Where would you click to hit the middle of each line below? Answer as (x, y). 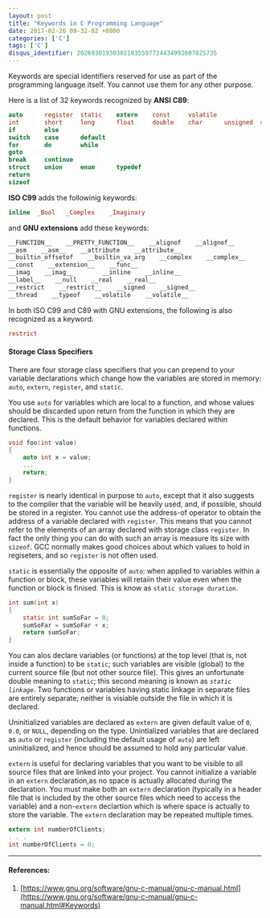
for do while (53, 145)
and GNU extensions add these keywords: (79, 228)
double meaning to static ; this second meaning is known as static (120, 681)
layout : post (30, 16)
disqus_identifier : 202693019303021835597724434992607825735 (113, 53)
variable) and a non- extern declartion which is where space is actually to (129, 806)
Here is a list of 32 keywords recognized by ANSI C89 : (99, 100)
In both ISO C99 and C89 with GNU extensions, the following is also (121, 310)
